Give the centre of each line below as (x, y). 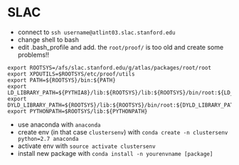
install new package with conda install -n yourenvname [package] (115, 153)
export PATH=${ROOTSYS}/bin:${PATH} (62, 80)
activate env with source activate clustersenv (86, 146)
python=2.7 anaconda (48, 139)
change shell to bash (48, 39)
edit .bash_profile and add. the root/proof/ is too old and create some (121, 47)
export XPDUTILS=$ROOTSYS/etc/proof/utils (71, 74)
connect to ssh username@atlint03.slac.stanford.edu (96, 32)
